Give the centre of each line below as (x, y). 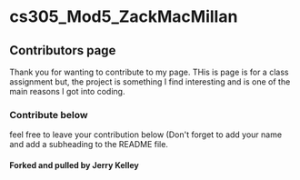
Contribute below (49, 115)
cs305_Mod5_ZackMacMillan (124, 17)
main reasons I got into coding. (67, 91)
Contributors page (63, 50)
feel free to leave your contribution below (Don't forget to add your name (146, 135)
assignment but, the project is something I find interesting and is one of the (150, 82)
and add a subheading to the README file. (89, 145)
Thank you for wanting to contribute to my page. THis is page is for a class (149, 72)
